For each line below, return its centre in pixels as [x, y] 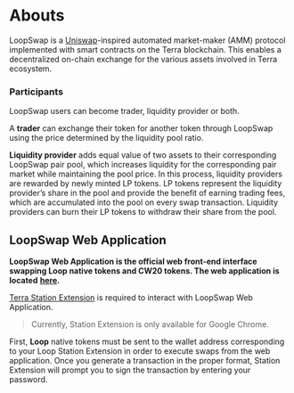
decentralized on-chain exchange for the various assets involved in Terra [143, 59]
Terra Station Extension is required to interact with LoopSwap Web [131, 298]
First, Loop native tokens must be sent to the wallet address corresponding [147, 342]
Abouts [37, 16]
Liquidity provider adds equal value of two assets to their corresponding [143, 155]
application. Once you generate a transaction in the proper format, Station [145, 361]
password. [29, 380]
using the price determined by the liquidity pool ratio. [106, 138]
